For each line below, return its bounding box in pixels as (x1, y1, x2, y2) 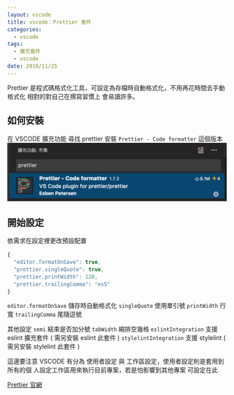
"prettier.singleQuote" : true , (13, 265, 104, 273)
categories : (7, 26, 42, 33)
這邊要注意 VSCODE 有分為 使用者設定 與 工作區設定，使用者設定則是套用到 (7, 357, 224, 366)
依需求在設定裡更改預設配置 (7, 237, 87, 245)
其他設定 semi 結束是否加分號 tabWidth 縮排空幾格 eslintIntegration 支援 (7, 325, 218, 334)
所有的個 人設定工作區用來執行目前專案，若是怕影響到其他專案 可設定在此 (7, 366, 218, 374)
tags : (7, 40, 23, 48)
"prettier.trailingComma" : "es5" (13, 281, 111, 288)
